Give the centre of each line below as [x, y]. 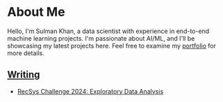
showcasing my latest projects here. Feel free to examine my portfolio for [112, 45]
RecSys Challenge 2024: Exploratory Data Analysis [90, 91]
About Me [36, 12]
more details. [26, 53]
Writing [24, 75]
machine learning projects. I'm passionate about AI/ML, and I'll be [101, 38]
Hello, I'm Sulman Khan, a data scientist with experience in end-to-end [108, 31]
